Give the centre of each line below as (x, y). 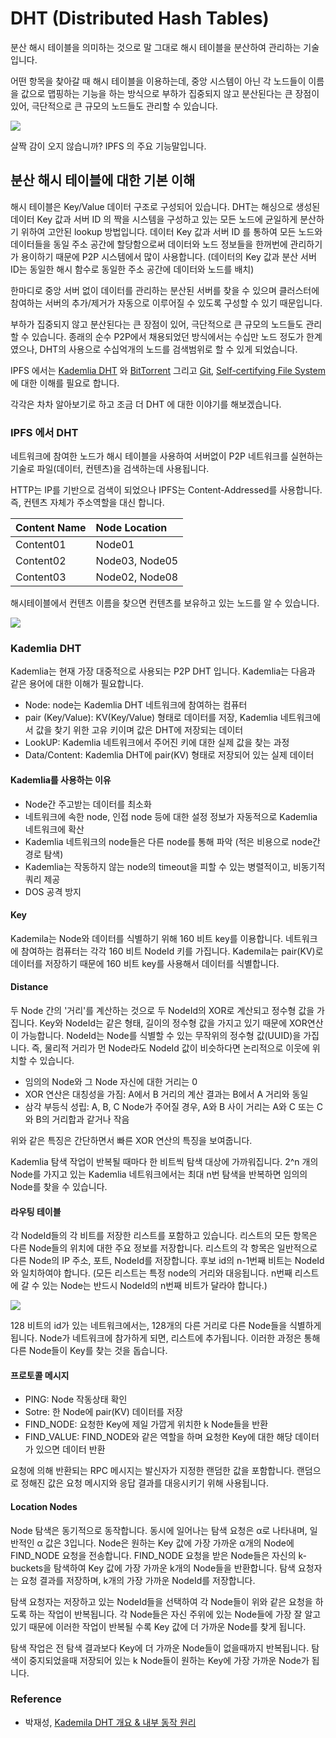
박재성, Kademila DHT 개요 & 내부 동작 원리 (110, 1722)
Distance (29, 987)
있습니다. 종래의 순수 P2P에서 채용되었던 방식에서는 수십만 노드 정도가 (168, 336)
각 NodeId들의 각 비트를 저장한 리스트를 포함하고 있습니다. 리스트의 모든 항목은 (164, 1236)
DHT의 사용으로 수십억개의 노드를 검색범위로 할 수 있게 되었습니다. (168, 349)
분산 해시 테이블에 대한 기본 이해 (103, 180)
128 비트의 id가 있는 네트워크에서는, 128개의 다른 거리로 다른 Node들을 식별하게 (166, 1326)
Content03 (41, 577)
